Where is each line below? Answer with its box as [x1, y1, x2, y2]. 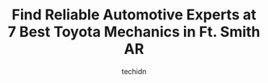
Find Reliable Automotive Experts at [11, 6, 257, 24]
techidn [121, 66, 147, 76]
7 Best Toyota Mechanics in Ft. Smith [7, 23, 261, 41]
